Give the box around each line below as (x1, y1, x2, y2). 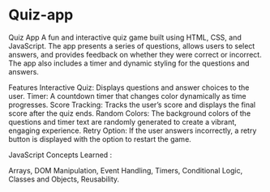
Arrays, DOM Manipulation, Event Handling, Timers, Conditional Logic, (8, 165, 243, 175)
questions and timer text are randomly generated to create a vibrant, (8, 117, 237, 126)
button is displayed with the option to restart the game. (8, 134, 192, 143)
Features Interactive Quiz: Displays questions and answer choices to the (8, 83, 250, 92)
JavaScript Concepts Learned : (8, 150, 113, 160)
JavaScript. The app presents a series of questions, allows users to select (8, 41, 255, 50)
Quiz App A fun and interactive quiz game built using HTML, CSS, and (8, 32, 242, 42)
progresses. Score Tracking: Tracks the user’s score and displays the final (8, 100, 256, 109)
